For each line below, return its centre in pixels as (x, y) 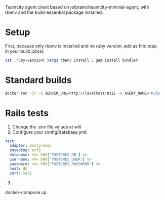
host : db (19, 168)
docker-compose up (26, 192)
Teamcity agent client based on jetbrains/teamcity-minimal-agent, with (77, 7)
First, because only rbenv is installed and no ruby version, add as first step (81, 46)
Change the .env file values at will (47, 127)
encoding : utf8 (25, 150)
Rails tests (27, 113)
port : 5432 (21, 173)
